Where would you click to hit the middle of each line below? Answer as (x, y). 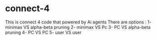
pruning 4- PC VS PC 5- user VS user (43, 32)
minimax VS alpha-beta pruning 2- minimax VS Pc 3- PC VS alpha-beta (78, 27)
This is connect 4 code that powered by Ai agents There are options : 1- (78, 22)
